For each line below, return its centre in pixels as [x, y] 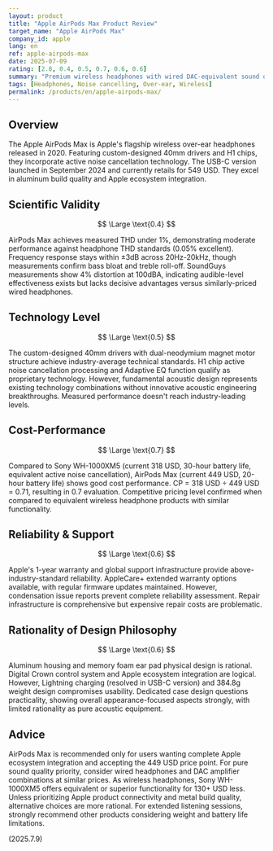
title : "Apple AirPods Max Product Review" [83, 24]
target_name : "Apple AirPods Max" [67, 31]
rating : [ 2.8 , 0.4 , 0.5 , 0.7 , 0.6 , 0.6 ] [78, 69]
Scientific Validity [54, 204]
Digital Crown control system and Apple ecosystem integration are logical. [132, 674]
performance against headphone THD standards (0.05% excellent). [121, 248]
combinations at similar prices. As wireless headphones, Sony [112, 780]
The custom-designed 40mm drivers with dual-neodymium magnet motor [132, 353]
